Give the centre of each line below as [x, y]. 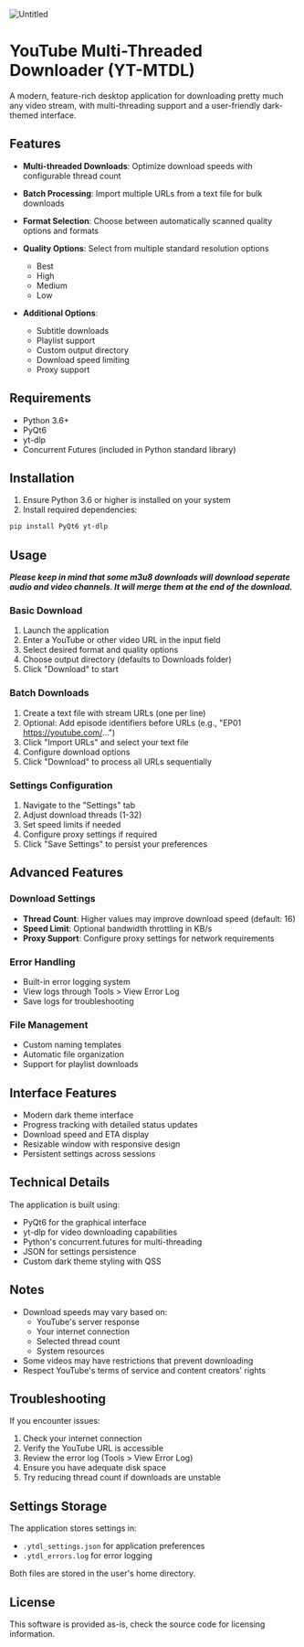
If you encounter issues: [55, 1421]
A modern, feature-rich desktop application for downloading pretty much [147, 95]
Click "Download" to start [70, 669]
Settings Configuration [61, 785]
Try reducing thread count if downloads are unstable [121, 1478]
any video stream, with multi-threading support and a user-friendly [135, 105]
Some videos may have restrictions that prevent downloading [138, 1360]
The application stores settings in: [73, 1528]
